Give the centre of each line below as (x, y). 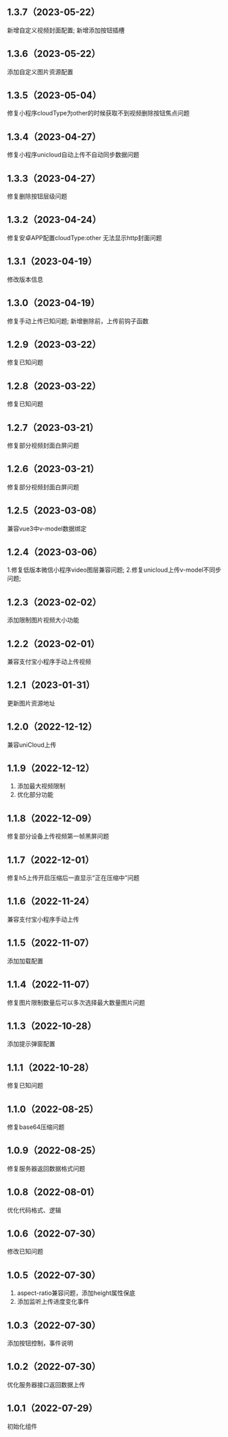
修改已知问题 (25, 1252)
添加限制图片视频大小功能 (43, 620)
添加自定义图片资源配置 (40, 71)
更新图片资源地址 (31, 703)
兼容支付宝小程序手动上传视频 (49, 662)
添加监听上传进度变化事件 (53, 1302)
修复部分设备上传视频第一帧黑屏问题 (58, 837)
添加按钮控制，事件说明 (40, 1343)
